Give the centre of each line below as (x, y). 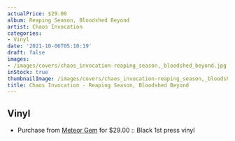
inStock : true (28, 72)
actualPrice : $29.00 (37, 14)
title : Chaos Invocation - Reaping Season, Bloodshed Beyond (98, 85)
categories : (24, 33)
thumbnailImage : (31, 79)
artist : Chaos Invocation (45, 27)
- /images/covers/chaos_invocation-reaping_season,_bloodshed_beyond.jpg (117, 66)
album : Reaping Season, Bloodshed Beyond (69, 20)
